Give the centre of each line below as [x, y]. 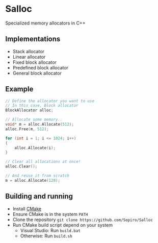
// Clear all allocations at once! [43, 162]
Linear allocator [29, 57]
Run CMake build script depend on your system [63, 225]
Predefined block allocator [41, 67]
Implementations [33, 39]
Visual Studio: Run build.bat [50, 230]
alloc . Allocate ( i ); [35, 148]
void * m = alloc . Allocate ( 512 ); [39, 125]
